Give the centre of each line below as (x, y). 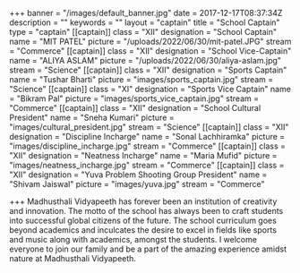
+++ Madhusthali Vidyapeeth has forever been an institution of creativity (143, 201)
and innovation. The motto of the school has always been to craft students (146, 211)
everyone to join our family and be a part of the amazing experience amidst (148, 249)
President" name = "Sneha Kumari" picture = (92, 117)
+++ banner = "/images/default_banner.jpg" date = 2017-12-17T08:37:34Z (146, 13)
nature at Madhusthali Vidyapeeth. (73, 258)
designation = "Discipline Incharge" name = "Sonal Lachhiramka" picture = (147, 136)
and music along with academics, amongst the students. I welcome (133, 239)
